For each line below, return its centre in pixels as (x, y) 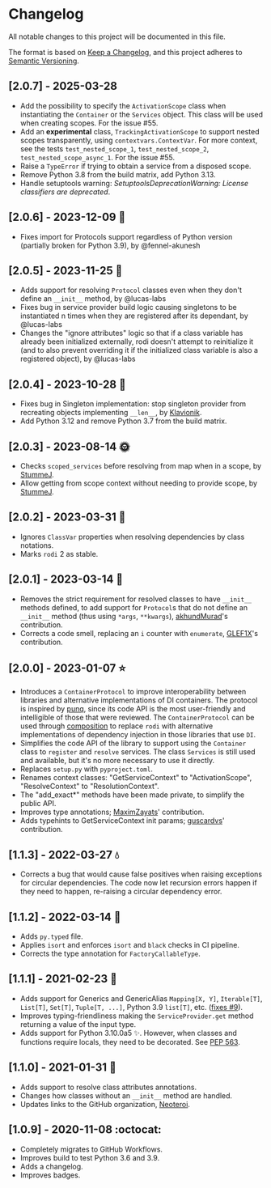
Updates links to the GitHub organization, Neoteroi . (105, 1104)
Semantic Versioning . (44, 61)
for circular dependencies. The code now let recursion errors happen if (138, 883)
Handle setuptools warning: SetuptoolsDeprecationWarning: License (134, 183)
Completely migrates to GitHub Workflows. (91, 1149)
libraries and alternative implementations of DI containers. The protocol (139, 700)
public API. (38, 804)
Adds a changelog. (51, 1166)
